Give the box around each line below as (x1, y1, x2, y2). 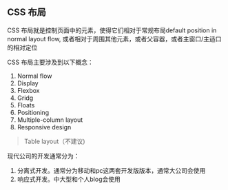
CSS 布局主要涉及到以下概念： (7, 58, 94, 66)
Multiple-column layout (17, 116, 83, 124)
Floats (17, 101, 35, 109)
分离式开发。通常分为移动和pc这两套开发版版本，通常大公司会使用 (17, 166, 206, 174)
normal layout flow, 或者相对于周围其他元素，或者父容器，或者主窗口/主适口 (7, 34, 222, 43)
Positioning (17, 108, 50, 116)
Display (17, 78, 39, 87)
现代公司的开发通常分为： (7, 151, 80, 160)
